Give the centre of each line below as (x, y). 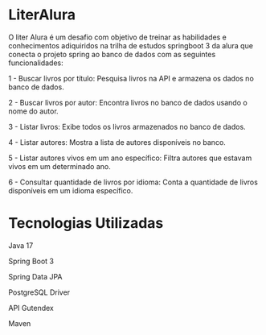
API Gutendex (31, 308)
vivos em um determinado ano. (59, 166)
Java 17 (21, 245)
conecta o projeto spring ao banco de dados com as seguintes (112, 54)
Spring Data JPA (35, 276)
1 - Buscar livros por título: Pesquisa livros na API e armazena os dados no (131, 78)
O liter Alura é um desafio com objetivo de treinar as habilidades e (118, 37)
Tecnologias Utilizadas (86, 223)
